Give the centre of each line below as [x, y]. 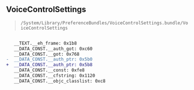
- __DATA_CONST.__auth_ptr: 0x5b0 [49, 60]
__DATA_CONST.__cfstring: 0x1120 [54, 76]
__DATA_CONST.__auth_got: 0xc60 [53, 49]
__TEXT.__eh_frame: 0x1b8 [45, 43]
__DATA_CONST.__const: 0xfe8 [49, 70]
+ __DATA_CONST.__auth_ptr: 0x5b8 [49, 65]
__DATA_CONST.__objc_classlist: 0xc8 [60, 81]
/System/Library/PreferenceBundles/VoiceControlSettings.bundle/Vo [104, 23]
